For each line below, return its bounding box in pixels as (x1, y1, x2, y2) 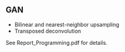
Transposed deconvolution (14, 27, 82, 34)
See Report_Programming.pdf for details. (5, 39, 108, 46)
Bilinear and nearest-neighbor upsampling (14, 21, 120, 28)
